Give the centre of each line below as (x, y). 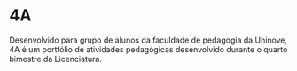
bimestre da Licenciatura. (55, 59)
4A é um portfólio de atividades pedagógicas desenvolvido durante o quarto (148, 49)
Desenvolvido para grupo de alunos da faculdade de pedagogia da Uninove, (148, 40)
